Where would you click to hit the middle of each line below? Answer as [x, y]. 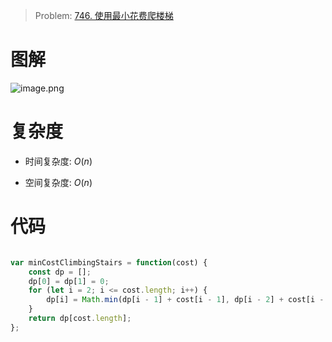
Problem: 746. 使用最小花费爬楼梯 [104, 15]
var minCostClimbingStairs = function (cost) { [109, 262]
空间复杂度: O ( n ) [58, 182]
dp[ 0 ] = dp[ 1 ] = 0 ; [69, 281]
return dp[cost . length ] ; [80, 319]
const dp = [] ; [60, 272]
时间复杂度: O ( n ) [58, 161]
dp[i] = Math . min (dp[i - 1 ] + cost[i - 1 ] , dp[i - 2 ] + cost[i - [185, 300]
